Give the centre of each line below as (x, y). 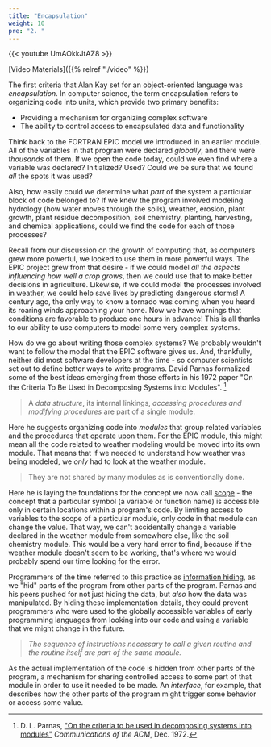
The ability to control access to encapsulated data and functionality (132, 127)
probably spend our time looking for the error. (84, 561)
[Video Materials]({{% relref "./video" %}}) (79, 69)
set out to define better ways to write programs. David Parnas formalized (129, 369)
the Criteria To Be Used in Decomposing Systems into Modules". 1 (118, 386)
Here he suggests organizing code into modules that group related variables (135, 428)
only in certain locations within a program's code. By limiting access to (126, 510)
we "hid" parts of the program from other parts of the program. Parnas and (133, 586)
